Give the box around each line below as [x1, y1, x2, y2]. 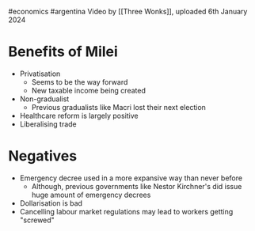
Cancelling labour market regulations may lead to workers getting [19, 206, 234, 216]
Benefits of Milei [8, 43, 119, 61]
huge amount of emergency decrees [31, 190, 151, 199]
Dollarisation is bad [19, 198, 83, 208]
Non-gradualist [19, 94, 70, 104]
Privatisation [19, 69, 61, 78]
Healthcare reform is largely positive [19, 111, 139, 120]
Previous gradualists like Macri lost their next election [31, 102, 206, 112]
